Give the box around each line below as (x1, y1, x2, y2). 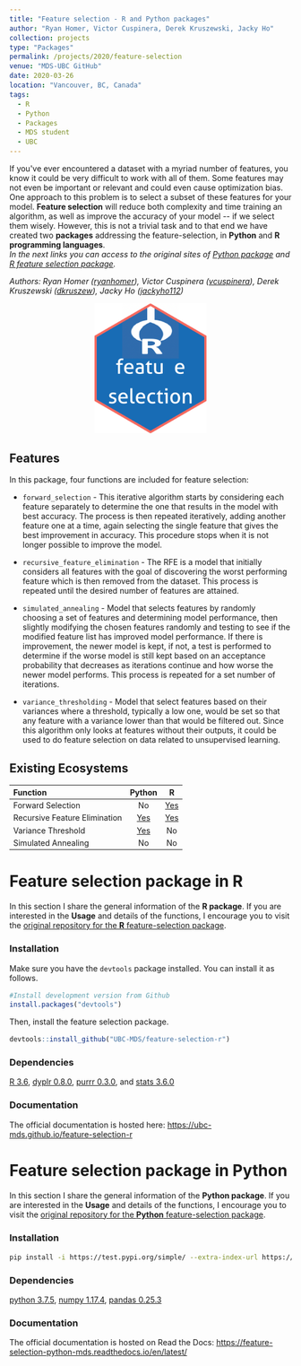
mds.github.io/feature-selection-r (9, 1128, 133, 1139)
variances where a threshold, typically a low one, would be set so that (21, 706, 280, 717)
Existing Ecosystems (9, 761, 129, 776)
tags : (9, 90, 30, 99)
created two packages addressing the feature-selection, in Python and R (9, 230, 280, 240)
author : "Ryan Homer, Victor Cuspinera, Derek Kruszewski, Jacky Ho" (9, 23, 275, 33)
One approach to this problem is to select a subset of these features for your (9, 192, 292, 202)
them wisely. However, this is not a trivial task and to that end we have (9, 221, 269, 231)
